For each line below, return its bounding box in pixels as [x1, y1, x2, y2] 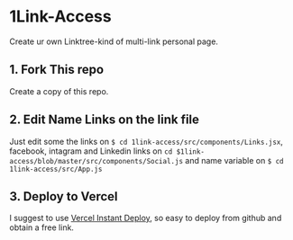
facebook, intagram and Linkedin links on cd [9, 146, 173, 156]
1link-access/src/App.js [9, 164, 103, 173]
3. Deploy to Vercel [9, 189, 119, 204]
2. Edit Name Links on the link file [9, 112, 200, 128]
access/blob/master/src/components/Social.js [9, 156, 183, 165]
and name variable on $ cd [184, 155, 284, 165]
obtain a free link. [9, 222, 75, 233]
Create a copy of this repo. [9, 85, 109, 96]
